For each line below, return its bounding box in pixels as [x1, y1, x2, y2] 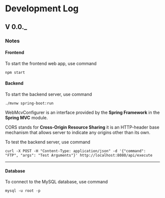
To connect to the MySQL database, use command [5, 179, 108, 185]
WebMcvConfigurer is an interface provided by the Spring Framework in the [5, 109, 160, 115]
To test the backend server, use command [5, 139, 91, 145]
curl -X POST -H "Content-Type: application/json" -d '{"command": [5, 148, 146, 153]
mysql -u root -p [5, 188, 41, 194]
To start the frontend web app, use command [5, 60, 97, 66]
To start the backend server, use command [5, 91, 92, 97]
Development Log [5, 3, 79, 14]
